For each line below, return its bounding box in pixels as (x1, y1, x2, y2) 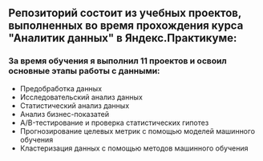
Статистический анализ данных (19, 100, 130, 111)
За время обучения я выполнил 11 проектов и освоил (8, 55, 227, 66)
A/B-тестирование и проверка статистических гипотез (19, 118, 209, 127)
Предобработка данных (19, 83, 103, 93)
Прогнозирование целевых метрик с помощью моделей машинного (19, 126, 255, 135)
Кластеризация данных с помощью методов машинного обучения (19, 143, 249, 153)
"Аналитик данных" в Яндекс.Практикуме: (8, 31, 237, 45)
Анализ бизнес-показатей (19, 109, 110, 119)
